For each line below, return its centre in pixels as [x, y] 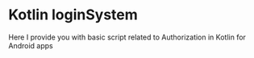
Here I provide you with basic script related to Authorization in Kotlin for [127, 37]
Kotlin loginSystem [73, 15]
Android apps [31, 45]
